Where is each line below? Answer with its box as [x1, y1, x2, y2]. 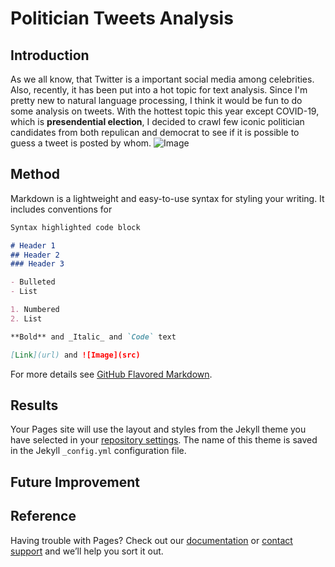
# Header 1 [10, 240, 56, 251]
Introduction [10, 47, 90, 64]
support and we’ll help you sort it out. [10, 545, 164, 557]
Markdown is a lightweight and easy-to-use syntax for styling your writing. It [10, 192, 325, 204]
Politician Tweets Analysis [10, 7, 234, 30]
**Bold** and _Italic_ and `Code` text [10, 332, 177, 342]
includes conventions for [10, 203, 113, 215]
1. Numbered [10, 305, 60, 315]
